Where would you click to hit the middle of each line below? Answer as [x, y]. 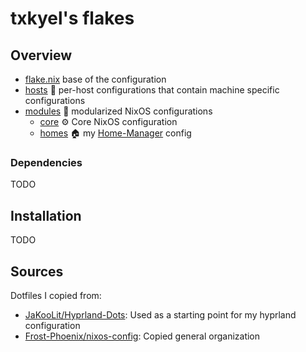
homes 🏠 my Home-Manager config [115, 133]
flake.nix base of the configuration [95, 79]
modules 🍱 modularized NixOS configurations [118, 111]
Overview [41, 55]
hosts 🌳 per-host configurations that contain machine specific [152, 90]
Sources [37, 271]
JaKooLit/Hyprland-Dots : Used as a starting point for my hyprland [160, 314]
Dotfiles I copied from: [56, 295]
